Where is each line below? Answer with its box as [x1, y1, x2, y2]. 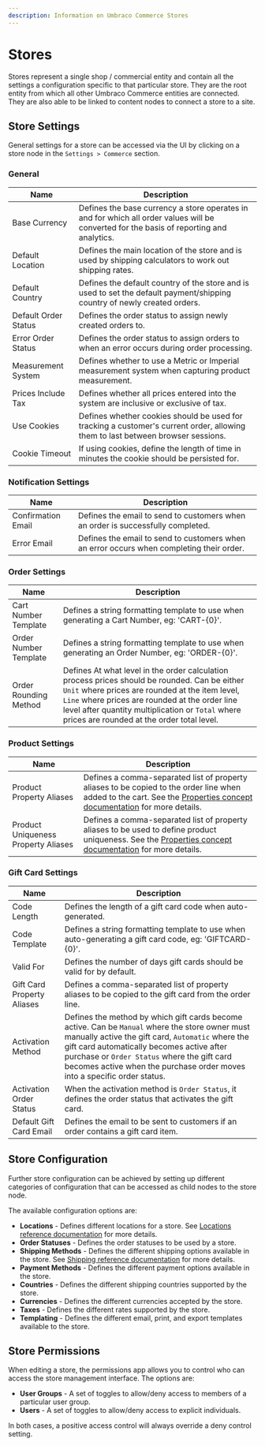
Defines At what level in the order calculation [62, 665, 229, 676]
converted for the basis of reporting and [78, 222, 227, 233]
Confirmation [12, 510, 61, 521]
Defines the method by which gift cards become [64, 1011, 243, 1022]
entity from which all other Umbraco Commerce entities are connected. [8, 88, 240, 98]
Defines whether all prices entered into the [78, 387, 237, 398]
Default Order [12, 309, 63, 320]
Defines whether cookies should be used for [78, 410, 243, 421]
